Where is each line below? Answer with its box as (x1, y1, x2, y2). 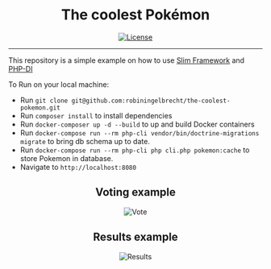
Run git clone (19, 95, 69, 105)
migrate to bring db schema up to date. (19, 136, 151, 146)
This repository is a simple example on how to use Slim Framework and (8, 55, 244, 65)
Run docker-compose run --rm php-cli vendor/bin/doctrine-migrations (19, 127, 260, 138)
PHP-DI (8, 64, 33, 73)
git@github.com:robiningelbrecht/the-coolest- (71, 97, 231, 105)
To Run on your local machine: (8, 79, 110, 89)
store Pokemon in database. (19, 153, 114, 163)
